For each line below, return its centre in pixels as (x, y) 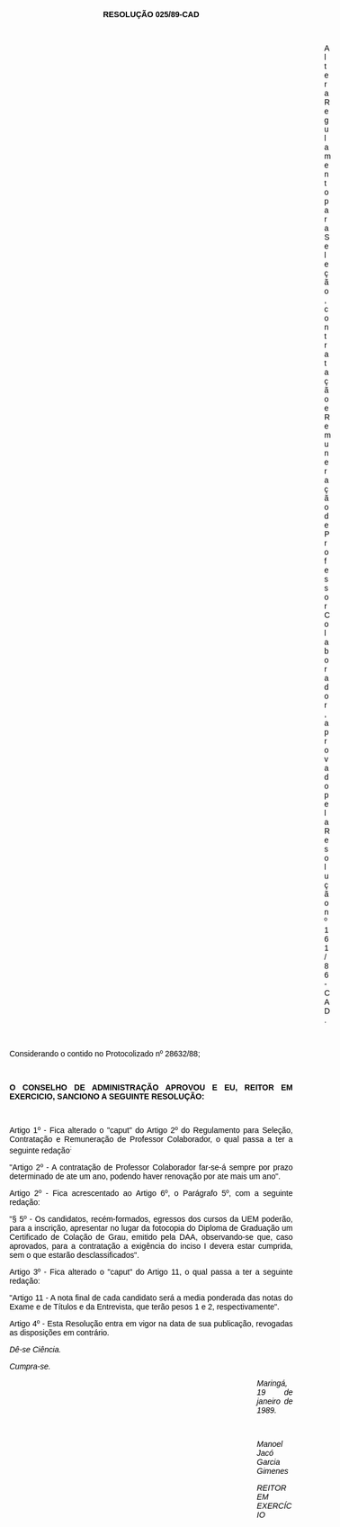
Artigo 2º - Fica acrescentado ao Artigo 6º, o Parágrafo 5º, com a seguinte (151, 1193)
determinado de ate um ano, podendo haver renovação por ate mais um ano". (145, 1176)
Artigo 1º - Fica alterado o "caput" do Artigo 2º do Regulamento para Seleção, (151, 1130)
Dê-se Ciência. (35, 1349)
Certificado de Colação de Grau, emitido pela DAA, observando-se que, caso (151, 1237)
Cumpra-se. (30, 1366)
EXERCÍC (274, 1505)
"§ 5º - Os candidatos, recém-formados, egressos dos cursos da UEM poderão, (151, 1219)
